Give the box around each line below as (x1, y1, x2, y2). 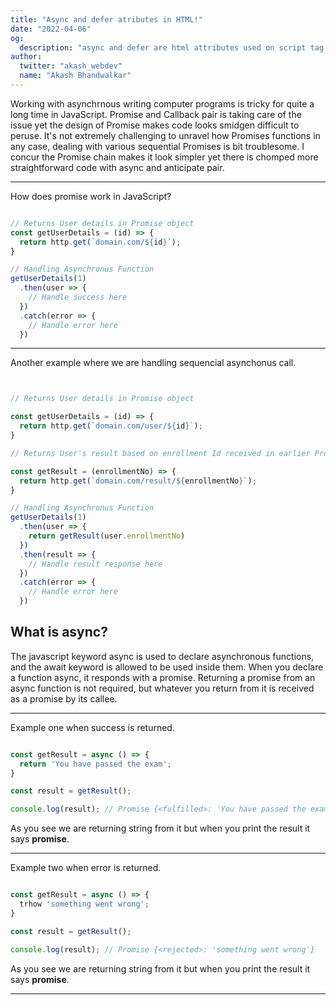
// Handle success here (28, 292, 128, 302)
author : (10, 52, 43, 62)
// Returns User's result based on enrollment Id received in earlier (10, 448, 311, 458)
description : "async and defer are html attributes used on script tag (19, 42, 325, 53)
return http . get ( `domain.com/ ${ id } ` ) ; (19, 237, 182, 247)
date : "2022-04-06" (10, 24, 92, 34)
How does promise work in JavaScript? (10, 190, 172, 202)
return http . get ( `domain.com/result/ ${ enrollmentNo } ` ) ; (19, 476, 257, 486)
